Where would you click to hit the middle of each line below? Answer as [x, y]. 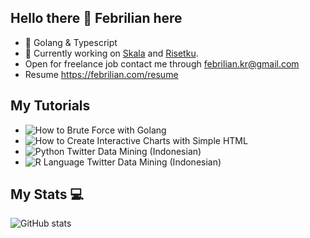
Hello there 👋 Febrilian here [96, 18]
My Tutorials [50, 106]
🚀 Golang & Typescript [71, 42]
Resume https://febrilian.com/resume [101, 74]
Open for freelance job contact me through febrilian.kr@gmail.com [162, 63]
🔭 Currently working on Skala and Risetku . [111, 53]
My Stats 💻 [47, 194]
